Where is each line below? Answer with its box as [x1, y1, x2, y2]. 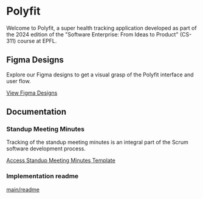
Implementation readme [6, 172, 79, 180]
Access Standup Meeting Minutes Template [6, 157, 115, 164]
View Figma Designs [6, 89, 58, 96]
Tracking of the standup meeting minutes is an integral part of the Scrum [6, 138, 188, 146]
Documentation [6, 107, 67, 117]
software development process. [6, 145, 86, 152]
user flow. [6, 77, 32, 84]
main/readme [6, 186, 40, 193]
